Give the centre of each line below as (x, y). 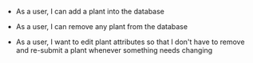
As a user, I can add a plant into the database (90, 11)
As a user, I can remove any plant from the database (102, 26)
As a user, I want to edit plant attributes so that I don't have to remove (130, 42)
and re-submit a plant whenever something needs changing (114, 50)
